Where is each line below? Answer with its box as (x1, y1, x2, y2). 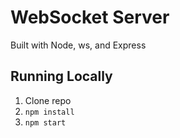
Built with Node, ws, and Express (10, 39, 147, 51)
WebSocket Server (10, 6, 170, 29)
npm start (24, 117, 67, 128)
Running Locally (10, 68, 113, 85)
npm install (24, 107, 75, 117)
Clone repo (24, 94, 72, 106)
